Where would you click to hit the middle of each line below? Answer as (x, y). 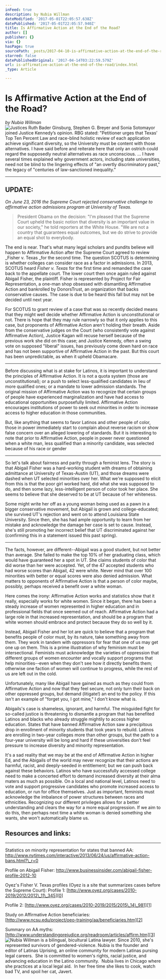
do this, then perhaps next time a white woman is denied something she (78, 812)
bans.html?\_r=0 (22, 860)
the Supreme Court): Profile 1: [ (37, 890)
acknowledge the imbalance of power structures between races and (75, 797)
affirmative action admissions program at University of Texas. (68, 207)
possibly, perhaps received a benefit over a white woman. (64, 586)
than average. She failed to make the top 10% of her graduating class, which (83, 554)
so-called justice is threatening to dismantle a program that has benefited (80, 714)
